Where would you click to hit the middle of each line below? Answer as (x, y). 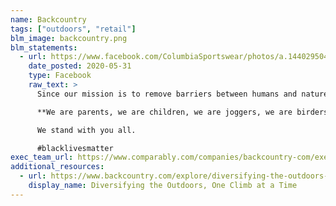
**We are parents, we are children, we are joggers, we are (164, 112)
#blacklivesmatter (75, 148)
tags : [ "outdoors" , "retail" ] (73, 29)
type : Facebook (60, 76)
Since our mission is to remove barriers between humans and (167, 94)
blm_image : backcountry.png (69, 38)
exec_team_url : (42, 157)
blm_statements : (44, 47)
